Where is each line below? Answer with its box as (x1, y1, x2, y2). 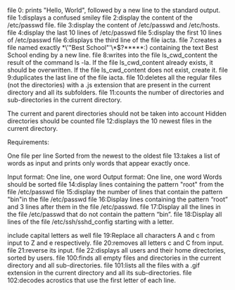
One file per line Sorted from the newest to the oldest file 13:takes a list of (7, 151, 220, 160)
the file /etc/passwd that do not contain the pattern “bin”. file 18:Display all (7, 210, 222, 218)
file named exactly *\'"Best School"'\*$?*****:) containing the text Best (7, 44, 219, 51)
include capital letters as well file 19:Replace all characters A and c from (7, 232, 215, 239)
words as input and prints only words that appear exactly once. (7, 159, 190, 168)
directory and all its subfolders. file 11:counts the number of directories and (7, 88, 224, 96)
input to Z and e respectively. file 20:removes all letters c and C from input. (7, 239, 224, 247)
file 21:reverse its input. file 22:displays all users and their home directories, (7, 246, 227, 254)
